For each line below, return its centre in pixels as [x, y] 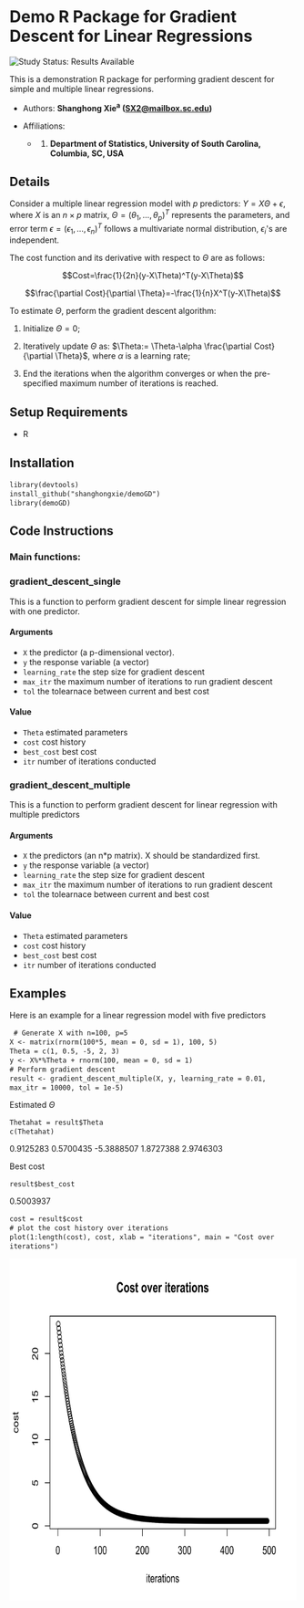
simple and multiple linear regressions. [82, 89]
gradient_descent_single [65, 581]
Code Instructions [61, 531]
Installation [42, 463]
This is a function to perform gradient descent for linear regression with [143, 805]
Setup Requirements [69, 412]
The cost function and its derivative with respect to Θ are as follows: [137, 258]
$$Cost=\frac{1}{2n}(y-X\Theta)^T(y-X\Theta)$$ [153, 276]
